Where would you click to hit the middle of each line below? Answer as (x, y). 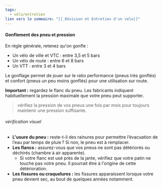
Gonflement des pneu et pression (40, 35)
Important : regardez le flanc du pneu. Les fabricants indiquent (69, 90)
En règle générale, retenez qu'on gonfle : (47, 46)
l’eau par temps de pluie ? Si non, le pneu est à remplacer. (71, 142)
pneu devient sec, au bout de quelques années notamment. (73, 179)
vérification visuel (23, 122)
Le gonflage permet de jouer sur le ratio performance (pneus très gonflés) (81, 75)
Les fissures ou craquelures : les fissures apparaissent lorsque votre (83, 174)
